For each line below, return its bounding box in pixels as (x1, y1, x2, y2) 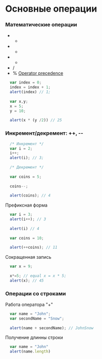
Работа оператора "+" (5, 301, 53, 307)
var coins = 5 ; (10, 174, 42, 179)
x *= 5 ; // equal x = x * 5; (10, 273, 67, 278)
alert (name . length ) (10, 349, 51, 354)
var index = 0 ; (10, 80, 42, 85)
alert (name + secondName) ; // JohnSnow (10, 325, 94, 331)
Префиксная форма (5, 202, 48, 208)
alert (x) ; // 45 (10, 278, 44, 283)
